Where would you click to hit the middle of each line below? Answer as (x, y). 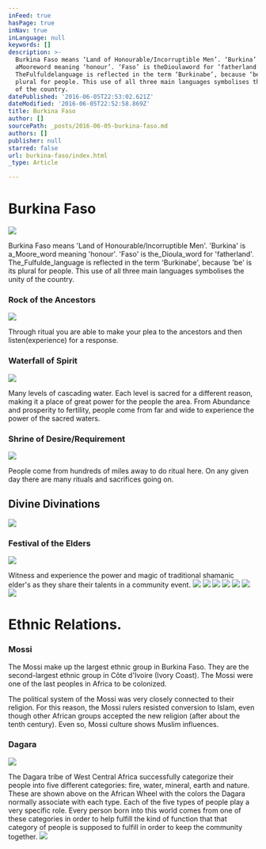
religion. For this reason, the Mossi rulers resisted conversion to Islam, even (131, 707)
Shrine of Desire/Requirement (66, 439)
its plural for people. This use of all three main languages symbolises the (126, 271)
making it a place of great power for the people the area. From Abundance (129, 402)
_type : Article (33, 163)
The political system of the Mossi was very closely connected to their (122, 699)
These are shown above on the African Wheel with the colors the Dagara (127, 794)
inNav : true (28, 30)
